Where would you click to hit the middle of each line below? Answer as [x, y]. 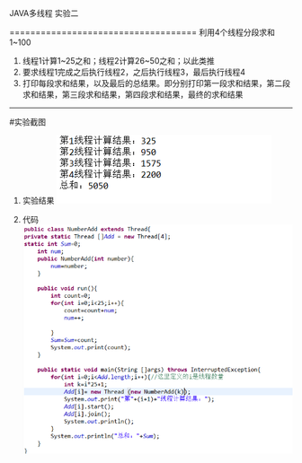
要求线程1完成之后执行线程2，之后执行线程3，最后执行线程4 [133, 72]
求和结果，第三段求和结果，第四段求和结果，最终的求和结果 [133, 94]
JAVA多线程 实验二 [44, 13]
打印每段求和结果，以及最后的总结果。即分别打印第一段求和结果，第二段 [156, 83]
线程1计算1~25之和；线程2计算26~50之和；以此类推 [118, 61]
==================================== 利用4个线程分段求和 [142, 32]
